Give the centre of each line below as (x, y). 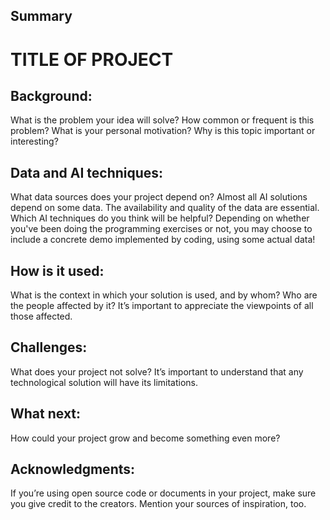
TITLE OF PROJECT (92, 59)
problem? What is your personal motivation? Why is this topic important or (163, 131)
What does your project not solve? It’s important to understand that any (157, 371)
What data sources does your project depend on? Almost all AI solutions (159, 197)
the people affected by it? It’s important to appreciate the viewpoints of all (162, 306)
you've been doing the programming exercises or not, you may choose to (161, 229)
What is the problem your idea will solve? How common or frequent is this (162, 120)
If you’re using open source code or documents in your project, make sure (163, 493)
